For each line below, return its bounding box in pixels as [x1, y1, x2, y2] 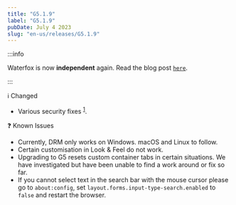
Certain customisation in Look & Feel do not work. [17, 145, 163, 154]
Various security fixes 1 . [17, 106, 87, 115]
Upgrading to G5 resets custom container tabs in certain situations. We [17, 152, 226, 161]
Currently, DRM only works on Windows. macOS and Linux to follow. [17, 137, 218, 146]
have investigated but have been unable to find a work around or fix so [17, 160, 225, 169]
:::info [7, 50, 24, 58]
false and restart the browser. [17, 190, 107, 199]
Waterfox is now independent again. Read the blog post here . [7, 63, 188, 72]
